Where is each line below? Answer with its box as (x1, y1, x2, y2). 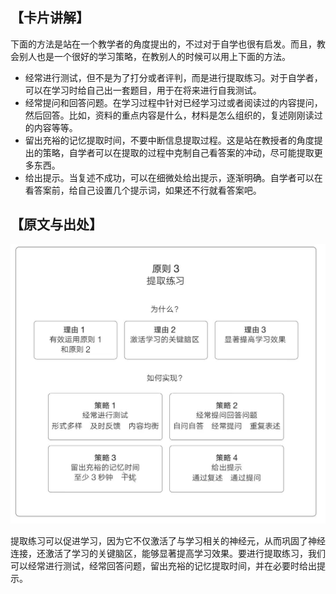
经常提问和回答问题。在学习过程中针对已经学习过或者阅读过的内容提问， (24, 96, 323, 108)
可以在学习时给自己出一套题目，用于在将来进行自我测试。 (24, 84, 262, 96)
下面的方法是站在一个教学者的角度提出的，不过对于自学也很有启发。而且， (10, 38, 317, 50)
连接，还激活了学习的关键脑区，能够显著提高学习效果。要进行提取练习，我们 (10, 548, 326, 560)
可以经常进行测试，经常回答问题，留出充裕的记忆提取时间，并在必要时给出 (10, 560, 317, 572)
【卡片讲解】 (10, 9, 90, 27)
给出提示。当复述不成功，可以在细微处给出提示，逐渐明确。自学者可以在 (24, 171, 323, 183)
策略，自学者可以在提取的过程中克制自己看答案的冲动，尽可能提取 (42, 146, 315, 158)
